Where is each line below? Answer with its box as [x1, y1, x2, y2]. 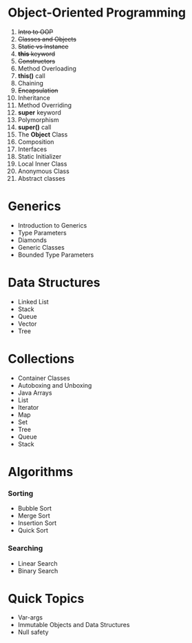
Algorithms [8, 464, 74, 479]
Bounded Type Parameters [17, 250, 94, 259]
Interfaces [17, 145, 47, 153]
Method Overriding [17, 101, 72, 109]
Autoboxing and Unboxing [17, 381, 92, 389]
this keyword [17, 50, 56, 58]
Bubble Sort [17, 504, 52, 513]
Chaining [17, 79, 44, 87]
